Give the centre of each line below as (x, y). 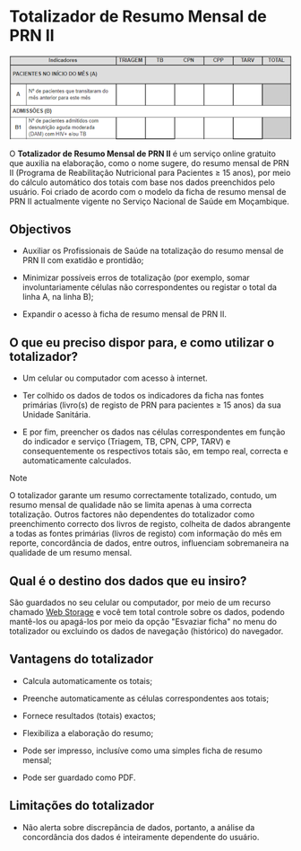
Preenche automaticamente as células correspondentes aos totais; (146, 698)
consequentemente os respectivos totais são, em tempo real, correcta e (155, 452)
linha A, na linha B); (58, 297)
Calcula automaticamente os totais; (87, 680)
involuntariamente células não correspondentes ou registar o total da (150, 287)
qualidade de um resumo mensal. (71, 553)
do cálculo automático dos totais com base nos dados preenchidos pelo (142, 182)
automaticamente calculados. (77, 461)
